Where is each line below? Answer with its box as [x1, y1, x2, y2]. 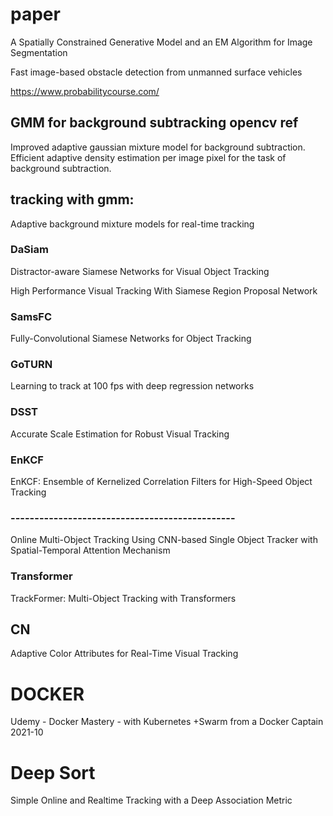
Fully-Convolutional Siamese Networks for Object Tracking [10, 333, 252, 345]
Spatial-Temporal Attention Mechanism [10, 544, 171, 557]
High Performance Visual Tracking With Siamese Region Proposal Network [10, 284, 318, 297]
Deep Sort [10, 761, 96, 784]
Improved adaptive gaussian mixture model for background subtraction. [10, 141, 306, 153]
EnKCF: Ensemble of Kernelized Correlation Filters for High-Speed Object [10, 476, 313, 488]
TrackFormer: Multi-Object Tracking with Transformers [10, 592, 237, 604]
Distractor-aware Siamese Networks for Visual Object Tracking [10, 265, 270, 277]
